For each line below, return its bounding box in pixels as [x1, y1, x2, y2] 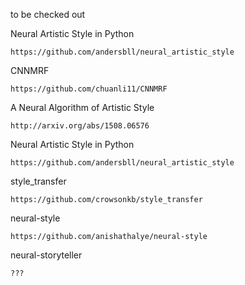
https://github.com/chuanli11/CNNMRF [10, 84, 168, 94]
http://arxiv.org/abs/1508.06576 [10, 121, 150, 131]
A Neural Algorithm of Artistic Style [10, 102, 155, 113]
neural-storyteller [10, 249, 83, 261]
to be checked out [10, 9, 86, 20]
